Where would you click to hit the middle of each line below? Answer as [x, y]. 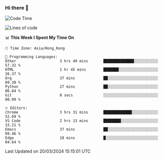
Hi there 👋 [17, 8]
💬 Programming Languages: [31, 57]
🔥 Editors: [16, 108]
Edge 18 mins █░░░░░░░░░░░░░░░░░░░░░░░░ [82, 138]
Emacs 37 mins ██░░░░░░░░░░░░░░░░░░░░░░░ [82, 129]
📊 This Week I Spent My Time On [40, 38]
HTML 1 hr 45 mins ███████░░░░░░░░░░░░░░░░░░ [82, 70]
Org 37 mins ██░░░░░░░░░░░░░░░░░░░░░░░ [82, 78]
